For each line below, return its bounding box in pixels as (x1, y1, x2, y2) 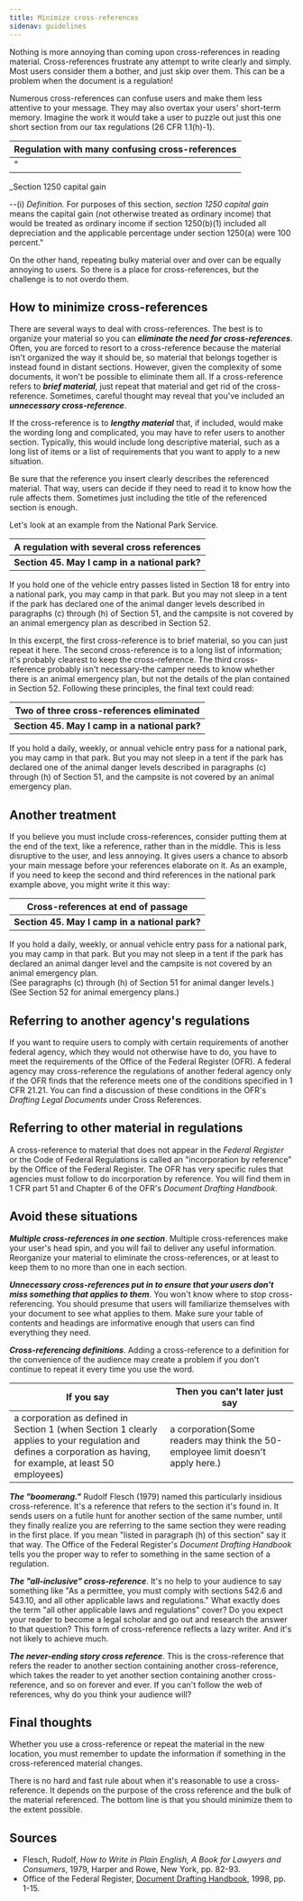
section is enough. (9, 502, 78, 513)
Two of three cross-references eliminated (14, 704, 200, 717)
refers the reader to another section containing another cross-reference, (9, 1660, 279, 1671)
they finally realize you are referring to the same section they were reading (9, 1520, 287, 1530)
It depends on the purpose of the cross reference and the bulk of (49, 1785, 291, 1795)
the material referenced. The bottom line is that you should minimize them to (9, 1795, 293, 1805)
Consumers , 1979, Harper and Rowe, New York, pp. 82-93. (22, 1864, 241, 1875)
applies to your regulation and (14, 1434, 141, 1446)
